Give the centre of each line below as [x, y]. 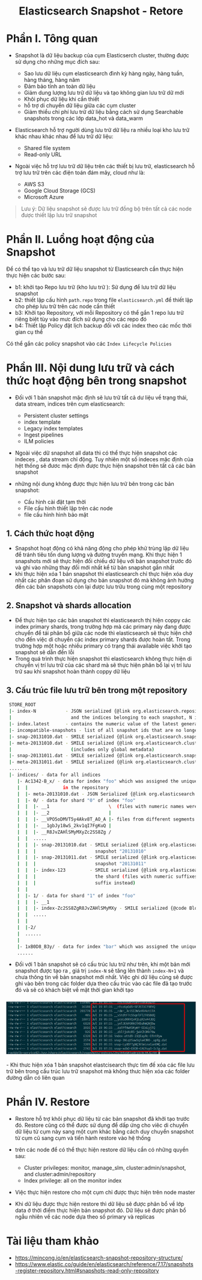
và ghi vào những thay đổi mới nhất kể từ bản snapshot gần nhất [94, 567]
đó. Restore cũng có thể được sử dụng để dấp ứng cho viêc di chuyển [101, 1125]
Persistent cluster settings [56, 415]
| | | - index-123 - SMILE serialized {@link [87, 870]
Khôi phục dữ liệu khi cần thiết [61, 99]
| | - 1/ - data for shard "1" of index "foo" [76, 896]
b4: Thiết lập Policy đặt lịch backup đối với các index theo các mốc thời [103, 326]
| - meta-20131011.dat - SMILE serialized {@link [71, 762]
